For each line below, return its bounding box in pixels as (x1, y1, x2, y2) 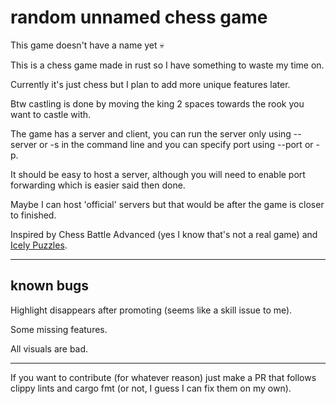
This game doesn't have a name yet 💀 (10, 39, 165, 51)
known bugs (10, 277, 90, 295)
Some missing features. (10, 323, 108, 335)
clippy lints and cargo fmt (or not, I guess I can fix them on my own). (10, 382, 292, 394)
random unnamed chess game (10, 6, 268, 29)
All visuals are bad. (10, 342, 89, 355)
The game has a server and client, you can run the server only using (10, 127, 292, 140)
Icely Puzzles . (10, 239, 68, 251)
